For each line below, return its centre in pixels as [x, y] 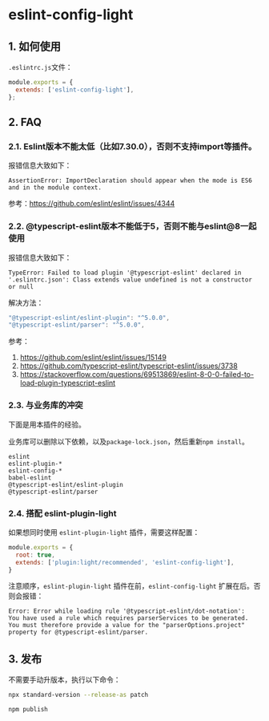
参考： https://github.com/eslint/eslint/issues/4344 [92, 204]
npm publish [28, 710]
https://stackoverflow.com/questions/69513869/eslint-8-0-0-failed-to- [137, 375]
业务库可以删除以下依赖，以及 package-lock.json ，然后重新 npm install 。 [129, 441]
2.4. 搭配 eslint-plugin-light [62, 513]
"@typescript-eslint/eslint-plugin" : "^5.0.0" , [89, 318]
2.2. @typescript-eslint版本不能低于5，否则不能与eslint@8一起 [132, 226]
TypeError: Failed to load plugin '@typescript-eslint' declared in [125, 273]
